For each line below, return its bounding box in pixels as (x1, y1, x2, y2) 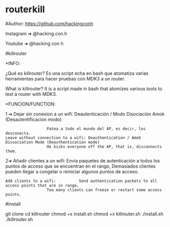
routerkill (5, 4, 45, 15)
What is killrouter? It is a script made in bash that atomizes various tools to (5, 86, 163, 92)
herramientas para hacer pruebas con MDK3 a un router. (5, 75, 125, 81)
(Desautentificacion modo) (5, 116, 62, 122)
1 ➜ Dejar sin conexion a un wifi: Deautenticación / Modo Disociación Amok (5, 111, 165, 117)
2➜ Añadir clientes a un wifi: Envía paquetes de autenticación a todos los (5, 157, 160, 163)
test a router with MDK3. (5, 91, 58, 97)
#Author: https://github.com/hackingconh (5, 20, 93, 27)
